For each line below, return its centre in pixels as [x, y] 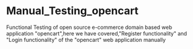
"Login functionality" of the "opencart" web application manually [86, 40]
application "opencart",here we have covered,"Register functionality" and [97, 33]
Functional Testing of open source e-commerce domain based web [89, 27]
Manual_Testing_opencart [73, 11]
